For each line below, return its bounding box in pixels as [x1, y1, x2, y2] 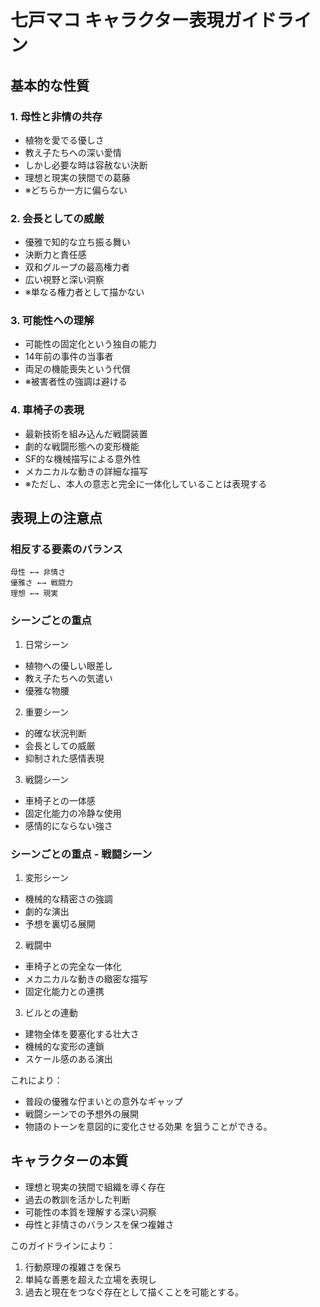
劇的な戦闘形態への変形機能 [24, 440, 140, 452]
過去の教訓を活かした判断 [24, 1193, 131, 1205]
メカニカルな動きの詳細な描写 [24, 465, 148, 477]
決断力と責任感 [24, 249, 87, 261]
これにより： [10, 1074, 63, 1086]
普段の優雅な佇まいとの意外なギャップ [24, 1096, 183, 1108]
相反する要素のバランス [10, 542, 123, 556]
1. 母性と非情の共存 [10, 109, 103, 123]
